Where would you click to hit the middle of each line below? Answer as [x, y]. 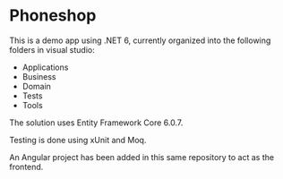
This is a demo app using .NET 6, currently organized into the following [140, 40]
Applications [45, 67]
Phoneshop [53, 16]
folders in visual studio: [52, 49]
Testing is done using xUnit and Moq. [78, 140]
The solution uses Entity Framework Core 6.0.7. [96, 123]
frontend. [26, 166]
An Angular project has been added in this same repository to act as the [142, 157]
